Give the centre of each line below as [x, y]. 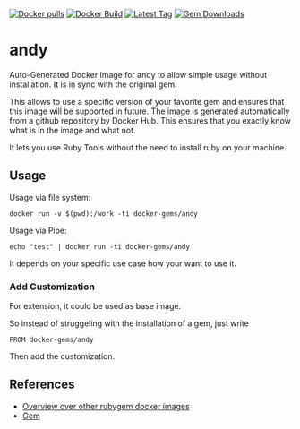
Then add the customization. [62, 356]
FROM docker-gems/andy [51, 340]
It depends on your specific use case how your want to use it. [123, 263]
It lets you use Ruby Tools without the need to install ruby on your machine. [148, 147]
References [42, 385]
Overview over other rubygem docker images [106, 406]
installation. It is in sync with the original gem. [93, 84]
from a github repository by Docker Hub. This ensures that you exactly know [150, 120]
